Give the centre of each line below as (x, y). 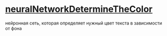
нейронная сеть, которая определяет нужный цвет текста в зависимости (84, 23)
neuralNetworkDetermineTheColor (79, 9)
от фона (13, 28)
